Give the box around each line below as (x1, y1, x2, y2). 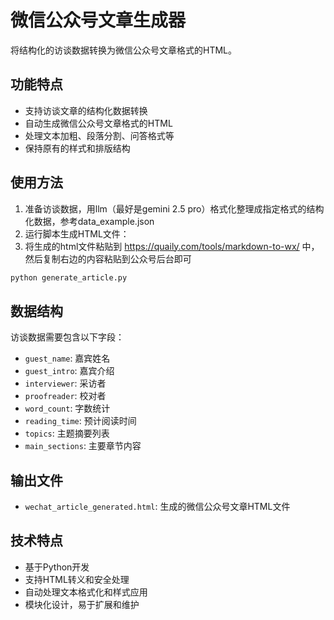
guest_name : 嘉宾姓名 (24, 352, 111, 365)
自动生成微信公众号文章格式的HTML (24, 117, 173, 129)
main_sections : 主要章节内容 (24, 440, 142, 452)
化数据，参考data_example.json (24, 215, 155, 227)
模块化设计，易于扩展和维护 (24, 598, 140, 610)
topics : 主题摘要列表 (24, 427, 110, 440)
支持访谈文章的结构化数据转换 (24, 104, 148, 116)
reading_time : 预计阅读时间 (24, 415, 137, 427)
